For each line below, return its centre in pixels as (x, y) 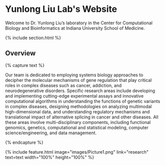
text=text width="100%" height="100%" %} (50, 157)
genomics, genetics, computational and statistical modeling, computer (77, 127)
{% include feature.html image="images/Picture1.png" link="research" (77, 152)
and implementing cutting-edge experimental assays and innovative (74, 96)
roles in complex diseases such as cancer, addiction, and (63, 85)
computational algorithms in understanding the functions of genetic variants (83, 101)
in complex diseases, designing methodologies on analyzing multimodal (79, 106)
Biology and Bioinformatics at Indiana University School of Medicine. (75, 28)
